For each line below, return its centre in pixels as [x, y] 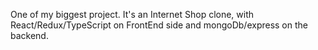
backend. [29, 35]
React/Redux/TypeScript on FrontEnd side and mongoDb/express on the [159, 25]
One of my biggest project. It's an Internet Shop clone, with [132, 14]
